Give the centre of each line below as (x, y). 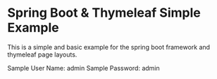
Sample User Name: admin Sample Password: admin (83, 68)
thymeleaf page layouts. (42, 55)
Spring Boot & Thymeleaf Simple (104, 13)
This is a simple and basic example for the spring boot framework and (108, 47)
